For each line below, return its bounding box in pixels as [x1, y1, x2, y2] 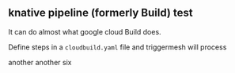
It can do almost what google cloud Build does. [8, 27, 161, 36]
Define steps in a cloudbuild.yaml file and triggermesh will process [8, 42, 227, 52]
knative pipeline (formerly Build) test [8, 6, 193, 20]
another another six [8, 57, 72, 67]
